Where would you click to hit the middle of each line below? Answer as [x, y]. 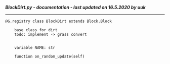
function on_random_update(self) [50, 56]
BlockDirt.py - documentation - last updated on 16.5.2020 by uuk [75, 7]
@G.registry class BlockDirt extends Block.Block [59, 21]
